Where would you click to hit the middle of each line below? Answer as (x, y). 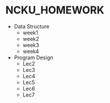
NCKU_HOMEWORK (55, 10)
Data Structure (32, 26)
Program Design (33, 57)
